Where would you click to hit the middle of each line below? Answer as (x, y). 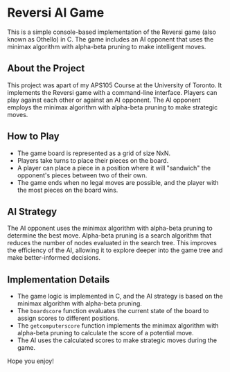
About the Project (46, 68)
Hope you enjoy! (30, 361)
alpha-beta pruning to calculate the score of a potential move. (105, 333)
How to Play (34, 136)
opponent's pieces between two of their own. (82, 175)
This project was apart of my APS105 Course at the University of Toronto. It (115, 85)
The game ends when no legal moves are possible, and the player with (118, 182)
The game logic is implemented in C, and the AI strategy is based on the (120, 296)
